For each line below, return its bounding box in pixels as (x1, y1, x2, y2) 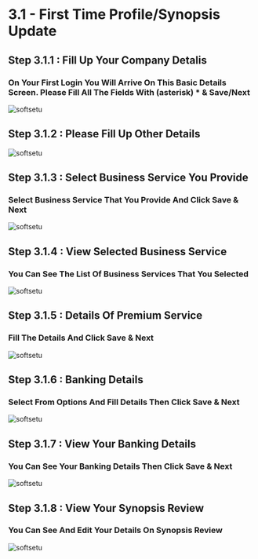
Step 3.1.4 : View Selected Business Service (8, 245, 227, 258)
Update (8, 22, 57, 40)
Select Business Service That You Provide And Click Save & (8, 195, 239, 205)
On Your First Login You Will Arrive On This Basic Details (8, 77, 227, 88)
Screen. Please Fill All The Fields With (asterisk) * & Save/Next (8, 86, 251, 97)
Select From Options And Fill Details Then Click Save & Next (8, 396, 240, 407)
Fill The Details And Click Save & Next (8, 332, 154, 343)
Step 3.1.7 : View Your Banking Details (8, 437, 196, 451)
